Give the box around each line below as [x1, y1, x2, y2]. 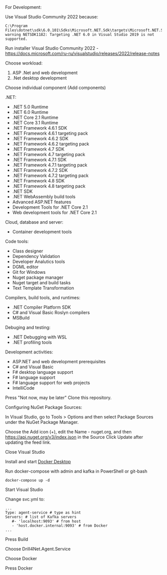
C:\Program [5, 23, 28, 28]
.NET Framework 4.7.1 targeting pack [12, 162, 87, 168]
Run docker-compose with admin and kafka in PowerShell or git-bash [5, 468, 148, 474]
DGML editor [12, 264, 39, 270]
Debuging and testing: [5, 325, 51, 330]
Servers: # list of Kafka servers [5, 514, 77, 519]
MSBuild [12, 315, 30, 321]
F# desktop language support [12, 369, 74, 375]
